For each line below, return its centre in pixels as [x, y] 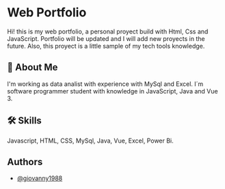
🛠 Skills [25, 121]
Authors [25, 162]
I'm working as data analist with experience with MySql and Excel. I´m [105, 84]
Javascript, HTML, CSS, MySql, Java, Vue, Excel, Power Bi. [91, 141]
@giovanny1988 [40, 178]
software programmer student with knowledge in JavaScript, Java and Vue [112, 91]
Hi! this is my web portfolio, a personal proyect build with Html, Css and [108, 31]
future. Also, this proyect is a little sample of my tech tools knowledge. [106, 46]
